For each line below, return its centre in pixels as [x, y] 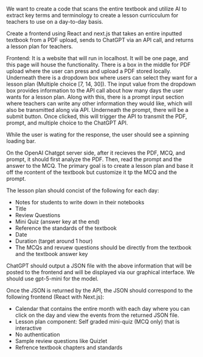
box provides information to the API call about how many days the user [95, 90]
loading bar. [21, 141]
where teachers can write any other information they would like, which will [99, 103]
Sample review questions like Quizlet [61, 341]
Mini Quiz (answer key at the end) [57, 222]
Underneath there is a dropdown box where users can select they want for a [102, 78]
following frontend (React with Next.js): [55, 297]
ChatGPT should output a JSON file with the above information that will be [99, 266]
